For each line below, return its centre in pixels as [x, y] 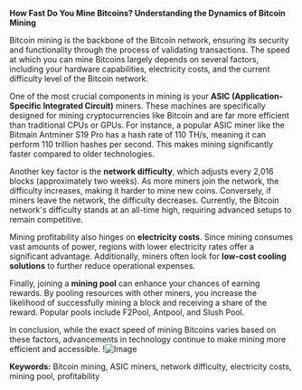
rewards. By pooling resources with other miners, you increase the [133, 293]
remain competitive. [47, 219]
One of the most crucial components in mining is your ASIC [120, 96]
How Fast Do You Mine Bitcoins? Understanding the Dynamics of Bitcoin [148, 13]
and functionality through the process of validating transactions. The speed [150, 50]
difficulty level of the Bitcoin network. [79, 79]
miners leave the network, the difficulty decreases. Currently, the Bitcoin [144, 200]
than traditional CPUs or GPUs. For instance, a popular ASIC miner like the [147, 125]
